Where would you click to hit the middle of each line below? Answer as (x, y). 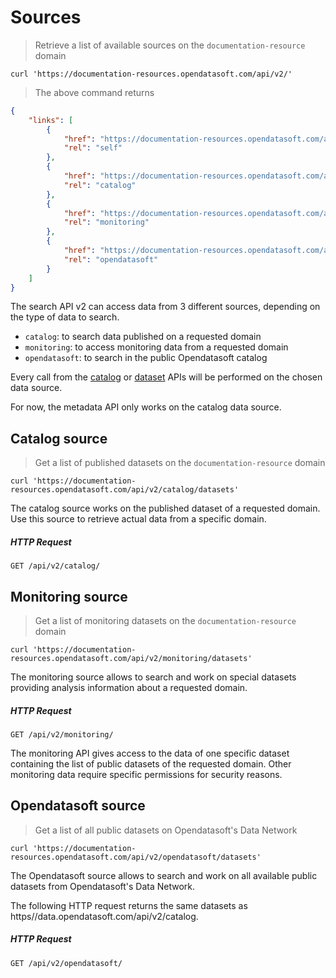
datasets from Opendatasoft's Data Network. (103, 886)
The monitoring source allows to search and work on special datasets (153, 677)
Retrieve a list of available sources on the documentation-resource (170, 45)
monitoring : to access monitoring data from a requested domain (156, 347)
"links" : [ (51, 120)
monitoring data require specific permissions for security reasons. (146, 774)
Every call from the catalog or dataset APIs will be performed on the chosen (166, 377)
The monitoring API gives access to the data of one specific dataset (150, 753)
